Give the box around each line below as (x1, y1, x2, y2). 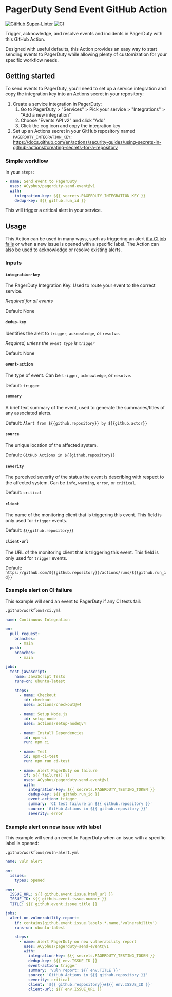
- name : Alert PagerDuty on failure (18, 768, 98, 773)
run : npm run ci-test (24, 759, 70, 764)
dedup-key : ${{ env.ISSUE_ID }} (28, 958, 98, 963)
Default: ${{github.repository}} (5, 527, 74, 533)
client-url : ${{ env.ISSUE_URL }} (28, 987, 102, 992)
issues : (10, 873, 27, 878)
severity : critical (28, 977, 70, 983)
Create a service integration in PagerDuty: (12, 101, 102, 107)
